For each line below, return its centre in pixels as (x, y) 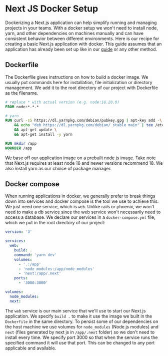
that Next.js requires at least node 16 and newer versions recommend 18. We (84, 163)
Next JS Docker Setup (52, 9)
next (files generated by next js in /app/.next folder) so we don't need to (80, 332)
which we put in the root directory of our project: (55, 223)
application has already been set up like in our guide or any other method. (81, 49)
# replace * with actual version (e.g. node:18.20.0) (62, 102)
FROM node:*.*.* (22, 107)
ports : (21, 278)
